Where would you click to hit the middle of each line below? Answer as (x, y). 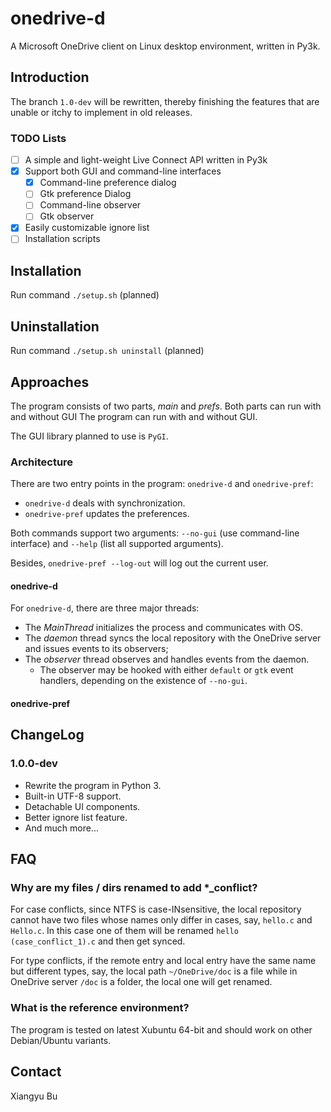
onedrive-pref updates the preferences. (107, 514)
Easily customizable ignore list (87, 228)
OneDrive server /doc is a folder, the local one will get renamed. (141, 982)
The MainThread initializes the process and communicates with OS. (164, 628)
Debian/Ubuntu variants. (61, 1040)
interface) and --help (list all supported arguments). (117, 544)
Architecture (42, 462)
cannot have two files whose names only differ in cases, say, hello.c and (161, 920)
